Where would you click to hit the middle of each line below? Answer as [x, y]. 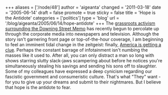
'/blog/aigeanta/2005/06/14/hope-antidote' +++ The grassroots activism [80, 23]
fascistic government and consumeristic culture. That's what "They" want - [83, 77]
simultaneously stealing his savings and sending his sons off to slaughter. [81, 66]
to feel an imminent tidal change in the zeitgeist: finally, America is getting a [83, 44]
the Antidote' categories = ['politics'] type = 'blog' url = [62, 18]
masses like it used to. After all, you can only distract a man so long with [80, 55]
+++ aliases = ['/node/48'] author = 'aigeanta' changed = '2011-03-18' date [83, 7]
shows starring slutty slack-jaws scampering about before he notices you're [84, 61]
